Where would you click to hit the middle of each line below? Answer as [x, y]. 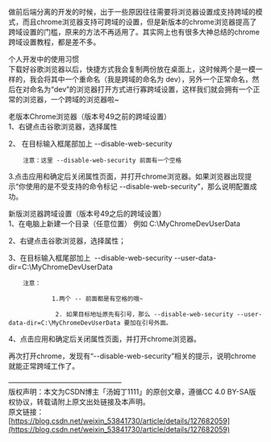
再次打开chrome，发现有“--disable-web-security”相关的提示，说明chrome [132, 356]
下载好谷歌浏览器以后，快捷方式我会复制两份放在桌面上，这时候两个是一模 [132, 69]
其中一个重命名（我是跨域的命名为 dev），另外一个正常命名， [151, 79]
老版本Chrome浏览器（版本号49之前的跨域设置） [90, 116]
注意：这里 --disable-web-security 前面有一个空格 [102, 160]
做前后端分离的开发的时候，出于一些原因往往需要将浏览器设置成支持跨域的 [132, 12]
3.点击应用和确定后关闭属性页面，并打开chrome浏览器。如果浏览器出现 [127, 176]
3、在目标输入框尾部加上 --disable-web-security [90, 258]
